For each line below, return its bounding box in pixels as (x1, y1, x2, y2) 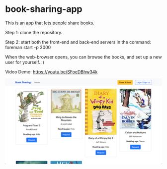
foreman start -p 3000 (5, 44, 51, 50)
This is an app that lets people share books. (5, 20, 94, 26)
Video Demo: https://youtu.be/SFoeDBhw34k (5, 68, 98, 75)
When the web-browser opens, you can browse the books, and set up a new (5, 54, 162, 60)
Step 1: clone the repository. (5, 29, 63, 35)
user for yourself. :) (5, 59, 45, 65)
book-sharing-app (5, 3, 83, 15)
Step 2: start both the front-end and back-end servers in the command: (5, 39, 152, 45)
